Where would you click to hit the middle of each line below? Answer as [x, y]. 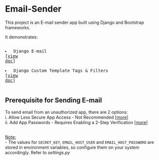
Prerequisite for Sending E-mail [53, 100]
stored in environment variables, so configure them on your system [72, 147]
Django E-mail [30, 51]
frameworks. [18, 27]
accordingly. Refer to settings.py [38, 152]
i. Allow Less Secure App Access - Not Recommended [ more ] [67, 117]
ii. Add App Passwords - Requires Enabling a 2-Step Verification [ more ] [77, 122]
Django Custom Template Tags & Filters [61, 71]
